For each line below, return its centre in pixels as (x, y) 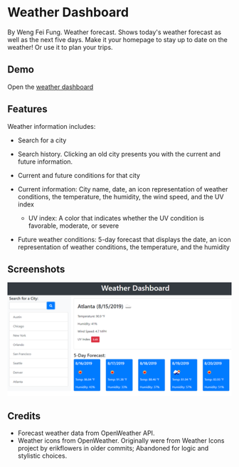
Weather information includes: (52, 126)
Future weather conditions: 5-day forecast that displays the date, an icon (124, 239)
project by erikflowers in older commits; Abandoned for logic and (113, 448)
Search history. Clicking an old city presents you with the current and (119, 154)
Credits (24, 416)
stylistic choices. (42, 456)
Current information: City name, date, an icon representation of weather (123, 189)
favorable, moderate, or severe (74, 226)
